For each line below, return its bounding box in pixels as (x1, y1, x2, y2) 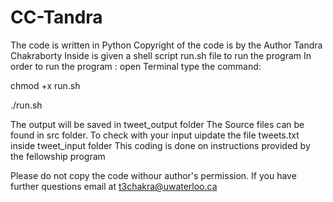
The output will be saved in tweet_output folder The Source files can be (10, 118, 305, 130)
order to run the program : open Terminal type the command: (10, 60, 262, 72)
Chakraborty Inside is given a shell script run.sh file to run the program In (10, 49, 312, 61)
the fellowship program (10, 150, 106, 162)
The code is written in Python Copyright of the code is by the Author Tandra (10, 39, 323, 51)
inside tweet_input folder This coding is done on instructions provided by (10, 139, 311, 151)
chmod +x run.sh (10, 79, 81, 91)
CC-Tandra (10, 6, 103, 29)
